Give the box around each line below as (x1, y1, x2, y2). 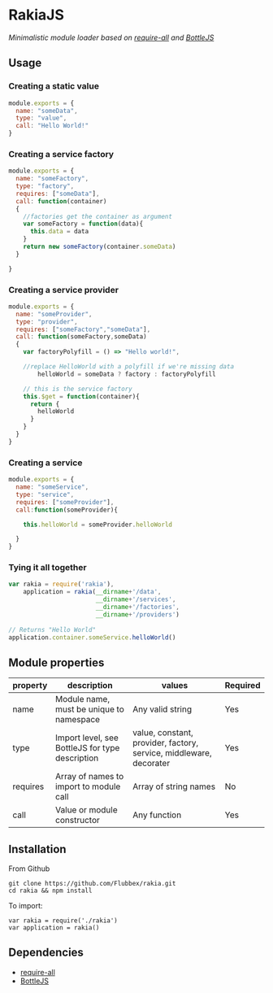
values (161, 680, 188, 691)
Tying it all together (8, 562, 87, 573)
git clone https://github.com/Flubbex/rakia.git (8, 880, 176, 888)
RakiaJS (8, 6, 65, 24)
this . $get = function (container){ (23, 392, 140, 400)
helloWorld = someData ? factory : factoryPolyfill (37, 370, 217, 378)
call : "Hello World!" (15, 122, 89, 130)
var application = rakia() (8, 924, 100, 932)
